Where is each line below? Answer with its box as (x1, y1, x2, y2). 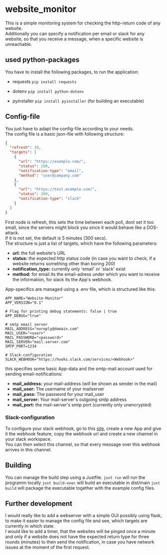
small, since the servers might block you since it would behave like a (5, 224, 146, 230)
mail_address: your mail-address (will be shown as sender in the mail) (12, 380, 158, 386)
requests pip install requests (12, 78, 77, 84)
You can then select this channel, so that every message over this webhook (5, 441, 161, 447)
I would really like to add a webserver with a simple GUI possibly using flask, (5, 513, 162, 519)
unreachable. (5, 41, 32, 47)
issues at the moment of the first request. (5, 545, 90, 551)
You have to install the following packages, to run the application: (5, 69, 139, 75)
